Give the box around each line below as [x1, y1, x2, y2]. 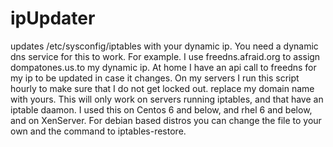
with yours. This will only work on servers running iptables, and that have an [10, 93, 324, 105]
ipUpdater [10, 7, 96, 30]
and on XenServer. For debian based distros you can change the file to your [10, 114, 322, 126]
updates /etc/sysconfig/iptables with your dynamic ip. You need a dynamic [10, 40, 319, 52]
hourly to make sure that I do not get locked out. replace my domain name [10, 82, 315, 94]
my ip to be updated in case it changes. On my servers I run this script [10, 72, 300, 84]
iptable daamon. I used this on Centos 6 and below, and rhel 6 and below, [10, 103, 313, 116]
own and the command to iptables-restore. [10, 125, 187, 137]
